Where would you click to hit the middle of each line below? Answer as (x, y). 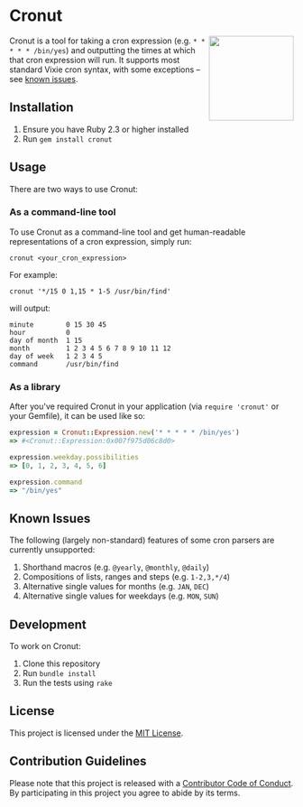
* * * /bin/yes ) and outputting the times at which (102, 50)
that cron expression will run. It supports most (95, 60)
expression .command (46, 482)
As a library (35, 386)
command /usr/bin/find (64, 364)
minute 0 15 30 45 (58, 325)
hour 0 (40, 332)
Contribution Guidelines (78, 761)
